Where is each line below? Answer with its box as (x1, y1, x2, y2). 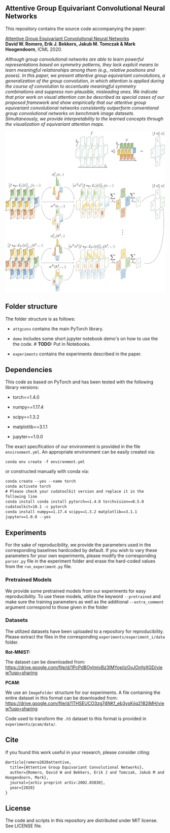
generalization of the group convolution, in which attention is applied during (5, 77, 164, 84)
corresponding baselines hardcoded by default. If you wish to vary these (5, 547, 157, 553)
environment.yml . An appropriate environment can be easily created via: (5, 449, 156, 455)
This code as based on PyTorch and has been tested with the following (5, 379, 154, 385)
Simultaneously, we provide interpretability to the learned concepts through (5, 116, 163, 122)
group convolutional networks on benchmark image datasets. (5, 110, 134, 116)
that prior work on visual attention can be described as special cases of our (5, 94, 165, 100)
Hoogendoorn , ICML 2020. (5, 46, 62, 52)
